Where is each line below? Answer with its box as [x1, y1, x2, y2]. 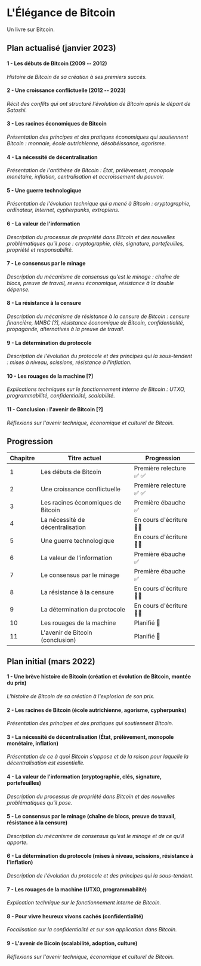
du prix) [7, 679, 27, 687]
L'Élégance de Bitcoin [7, 6, 116, 20]
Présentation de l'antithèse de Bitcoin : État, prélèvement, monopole [7, 167, 174, 174]
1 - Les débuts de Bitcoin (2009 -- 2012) [7, 60, 107, 67]
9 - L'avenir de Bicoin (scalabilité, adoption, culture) [7, 939, 138, 947]
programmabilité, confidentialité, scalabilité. [7, 392, 115, 399]
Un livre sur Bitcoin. [7, 26, 55, 33]
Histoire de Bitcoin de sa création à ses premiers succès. [7, 73, 147, 80]
